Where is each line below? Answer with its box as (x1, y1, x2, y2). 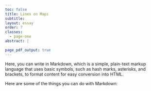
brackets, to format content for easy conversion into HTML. (5, 71, 124, 77)
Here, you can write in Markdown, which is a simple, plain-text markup (5, 61, 147, 67)
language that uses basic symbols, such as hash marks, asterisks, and (5, 66, 146, 72)
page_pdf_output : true (5, 47, 51, 52)
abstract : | (5, 39, 29, 44)
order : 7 (5, 25, 23, 30)
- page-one (9, 34, 32, 39)
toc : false (5, 7, 27, 12)
